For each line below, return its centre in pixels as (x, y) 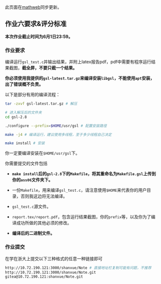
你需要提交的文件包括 (26, 164)
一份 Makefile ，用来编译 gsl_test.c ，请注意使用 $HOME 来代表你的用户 (79, 190)
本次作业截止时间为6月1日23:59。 (39, 36)
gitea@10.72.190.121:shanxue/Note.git (44, 277)
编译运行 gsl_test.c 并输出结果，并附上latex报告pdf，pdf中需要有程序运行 (78, 62)
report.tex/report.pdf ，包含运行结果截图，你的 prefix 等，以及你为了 (81, 217)
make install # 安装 (25, 143)
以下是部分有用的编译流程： (33, 95)
